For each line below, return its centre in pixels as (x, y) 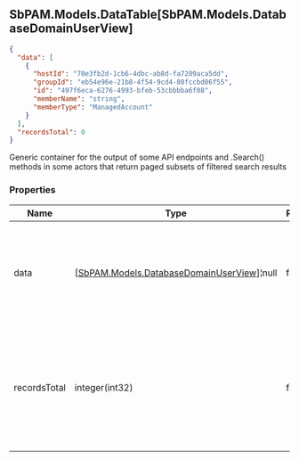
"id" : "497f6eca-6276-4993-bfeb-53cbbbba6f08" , (123, 91)
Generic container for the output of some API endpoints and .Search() (137, 157)
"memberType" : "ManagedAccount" (93, 107)
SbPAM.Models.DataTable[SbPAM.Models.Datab (148, 15)
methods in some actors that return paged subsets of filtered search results (148, 167)
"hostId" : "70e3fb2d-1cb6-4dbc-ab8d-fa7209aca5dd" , (130, 74)
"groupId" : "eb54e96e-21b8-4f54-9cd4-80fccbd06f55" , (133, 82)
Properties (32, 190)
